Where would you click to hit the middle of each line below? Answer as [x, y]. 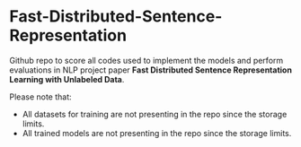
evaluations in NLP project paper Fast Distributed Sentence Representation [150, 70]
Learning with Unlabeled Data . [67, 79]
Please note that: [40, 97]
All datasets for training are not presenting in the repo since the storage [155, 114]
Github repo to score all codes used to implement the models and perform [146, 60]
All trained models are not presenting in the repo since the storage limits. [157, 133]
